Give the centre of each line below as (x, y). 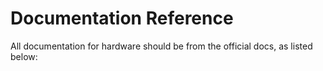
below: (24, 56)
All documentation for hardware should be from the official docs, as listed (161, 46)
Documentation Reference (122, 18)
